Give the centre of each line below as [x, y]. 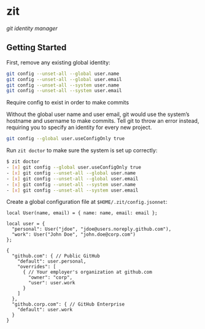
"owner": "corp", [50, 277]
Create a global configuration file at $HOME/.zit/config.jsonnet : [87, 202]
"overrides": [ [37, 267]
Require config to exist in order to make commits [68, 103]
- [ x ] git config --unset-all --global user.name [71, 173]
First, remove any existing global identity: [58, 62]
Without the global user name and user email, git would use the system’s [98, 114]
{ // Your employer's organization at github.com [87, 272]
